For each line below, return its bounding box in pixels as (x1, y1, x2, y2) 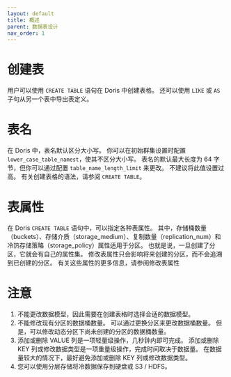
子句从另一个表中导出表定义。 (7, 95, 93, 103)
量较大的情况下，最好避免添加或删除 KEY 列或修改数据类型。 (17, 353, 191, 362)
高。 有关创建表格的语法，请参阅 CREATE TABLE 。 (7, 172, 146, 181)
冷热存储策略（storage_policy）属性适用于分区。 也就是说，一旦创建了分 (7, 241, 216, 249)
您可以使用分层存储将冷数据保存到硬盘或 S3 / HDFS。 (17, 362, 172, 370)
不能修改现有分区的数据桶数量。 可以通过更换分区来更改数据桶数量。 (17, 318, 214, 327)
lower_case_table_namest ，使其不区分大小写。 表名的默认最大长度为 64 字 (7, 155, 221, 164)
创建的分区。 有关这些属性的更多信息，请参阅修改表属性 (19, 259, 180, 267)
